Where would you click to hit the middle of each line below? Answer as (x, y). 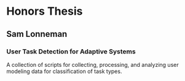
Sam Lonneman (37, 34)
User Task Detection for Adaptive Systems (71, 52)
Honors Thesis (45, 11)
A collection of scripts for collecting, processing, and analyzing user (93, 64)
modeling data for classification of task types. (64, 71)
